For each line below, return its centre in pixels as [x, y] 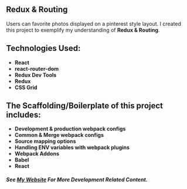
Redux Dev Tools [35, 75]
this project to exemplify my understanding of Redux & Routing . [83, 30]
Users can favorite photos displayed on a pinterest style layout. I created [94, 23]
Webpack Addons [37, 154]
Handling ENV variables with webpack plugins [72, 147]
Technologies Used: [43, 48]
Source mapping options [45, 141]
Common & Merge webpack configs [59, 135]
